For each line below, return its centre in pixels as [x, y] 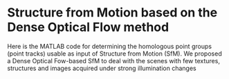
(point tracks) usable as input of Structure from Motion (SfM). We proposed [115, 54]
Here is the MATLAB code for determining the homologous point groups [110, 46]
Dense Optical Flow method [88, 27]
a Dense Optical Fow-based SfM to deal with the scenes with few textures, [113, 60]
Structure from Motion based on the [112, 13]
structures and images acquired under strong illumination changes [102, 68]
